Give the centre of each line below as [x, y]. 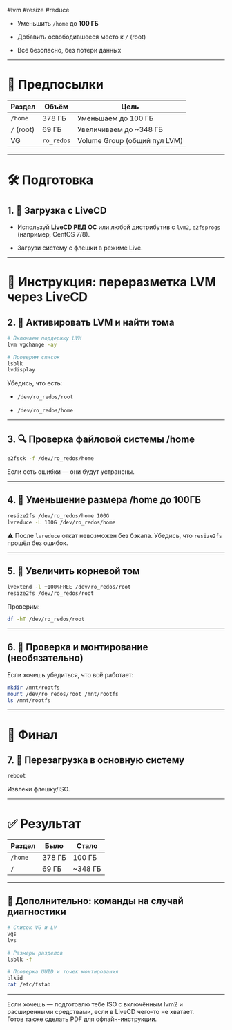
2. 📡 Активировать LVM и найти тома [91, 322]
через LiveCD [48, 297]
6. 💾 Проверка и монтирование [78, 647]
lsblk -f [20, 959]
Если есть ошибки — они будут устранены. [71, 472]
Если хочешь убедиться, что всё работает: [70, 674]
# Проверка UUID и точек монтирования [63, 972]
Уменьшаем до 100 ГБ [115, 118]
